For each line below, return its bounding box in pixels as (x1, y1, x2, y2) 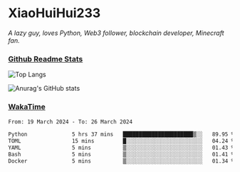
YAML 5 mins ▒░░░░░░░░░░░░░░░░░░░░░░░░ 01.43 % (8, 144, 235, 151)
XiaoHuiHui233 (8, 5, 101, 21)
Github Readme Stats (8, 54, 83, 64)
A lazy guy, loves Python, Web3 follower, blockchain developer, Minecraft (8, 29, 224, 37)
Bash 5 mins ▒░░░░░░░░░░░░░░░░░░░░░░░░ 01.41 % (8, 151, 235, 158)
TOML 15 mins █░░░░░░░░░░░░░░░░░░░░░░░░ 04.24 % (8, 138, 235, 145)
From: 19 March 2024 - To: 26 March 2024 (8, 118, 133, 126)
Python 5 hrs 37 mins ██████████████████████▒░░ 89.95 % (8, 131, 235, 138)
